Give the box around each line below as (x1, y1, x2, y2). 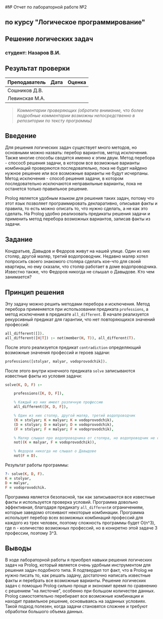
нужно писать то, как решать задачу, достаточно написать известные (5, 572, 151, 578)
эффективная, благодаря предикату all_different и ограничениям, (5, 504, 144, 510)
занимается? (5, 274, 32, 280)
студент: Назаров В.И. (5, 49, 61, 56)
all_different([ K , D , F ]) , (14, 405, 68, 409)
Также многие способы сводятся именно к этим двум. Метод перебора (5, 155, 155, 161)
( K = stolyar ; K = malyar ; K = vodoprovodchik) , (14, 418, 114, 423)
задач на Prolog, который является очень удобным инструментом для (5, 562, 151, 568)
